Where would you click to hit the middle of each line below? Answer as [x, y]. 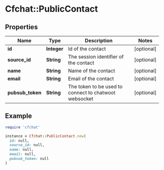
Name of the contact [92, 71]
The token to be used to [95, 86]
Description [99, 41]
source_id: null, [27, 145]
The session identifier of [96, 57]
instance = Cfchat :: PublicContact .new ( [46, 136]
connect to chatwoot [92, 93]
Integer [55, 49]
